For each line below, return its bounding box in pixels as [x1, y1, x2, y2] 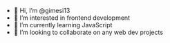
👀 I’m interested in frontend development [13, 14, 130, 22]
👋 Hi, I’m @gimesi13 [13, 7, 70, 14]
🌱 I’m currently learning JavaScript [13, 21, 113, 29]
